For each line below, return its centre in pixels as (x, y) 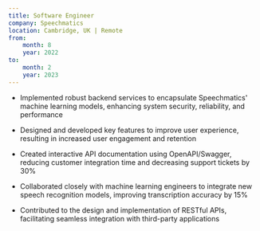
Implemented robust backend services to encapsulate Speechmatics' (134, 97)
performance (41, 114)
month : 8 (37, 45)
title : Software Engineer (51, 16)
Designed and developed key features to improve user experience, (129, 130)
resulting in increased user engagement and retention (108, 138)
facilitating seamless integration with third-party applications (120, 218)
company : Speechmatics (46, 23)
